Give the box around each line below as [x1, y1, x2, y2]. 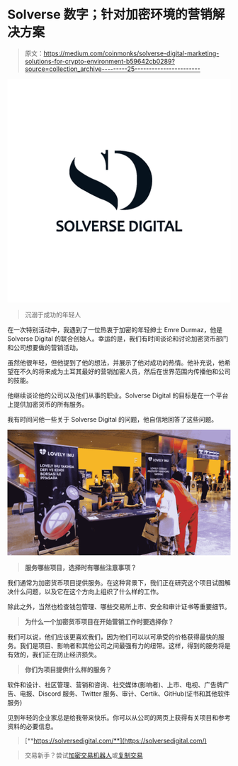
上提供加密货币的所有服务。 [7, 400, 89, 408]
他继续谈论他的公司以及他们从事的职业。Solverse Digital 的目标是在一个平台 [7, 391, 229, 400]
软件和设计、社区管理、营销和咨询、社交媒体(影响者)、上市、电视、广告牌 [7, 681, 223, 689]
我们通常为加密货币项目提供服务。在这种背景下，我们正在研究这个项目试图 [7, 579, 225, 587]
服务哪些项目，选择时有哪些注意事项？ [24, 564, 137, 572]
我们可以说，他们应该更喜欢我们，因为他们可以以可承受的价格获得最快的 [7, 633, 218, 641]
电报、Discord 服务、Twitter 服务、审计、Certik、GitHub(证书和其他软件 [19, 689, 230, 698]
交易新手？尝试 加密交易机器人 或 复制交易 [24, 751, 143, 760]
